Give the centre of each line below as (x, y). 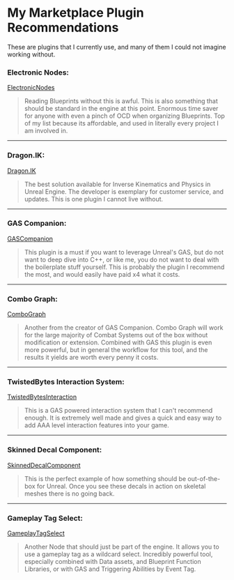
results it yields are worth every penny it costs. (91, 358)
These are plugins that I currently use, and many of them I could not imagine (117, 47)
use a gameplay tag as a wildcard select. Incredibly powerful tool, (118, 554)
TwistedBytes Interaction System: (66, 382)
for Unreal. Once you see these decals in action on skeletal (122, 486)
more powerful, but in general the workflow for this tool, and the (116, 350)
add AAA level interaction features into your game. (96, 425)
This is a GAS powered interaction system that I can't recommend (118, 411)
